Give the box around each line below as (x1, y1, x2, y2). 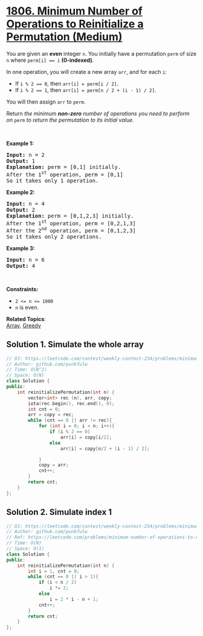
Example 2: (6, 188, 35, 196)
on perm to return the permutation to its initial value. (6, 116, 134, 124)
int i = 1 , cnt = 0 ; (28, 568, 80, 574)
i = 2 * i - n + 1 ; (49, 596, 98, 602)
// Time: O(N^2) (6, 366, 47, 373)
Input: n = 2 (6, 151, 45, 158)
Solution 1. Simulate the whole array (6, 339, 144, 349)
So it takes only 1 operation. (6, 177, 99, 184)
